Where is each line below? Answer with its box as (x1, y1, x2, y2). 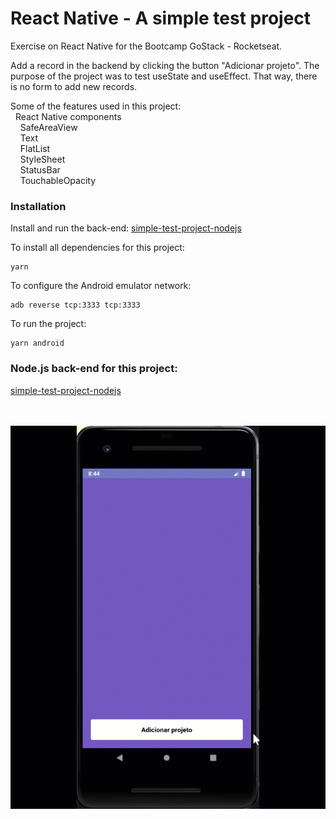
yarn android (10, 338, 65, 349)
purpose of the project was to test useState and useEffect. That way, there (10, 70, 318, 82)
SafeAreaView (19, 121, 78, 133)
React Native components (14, 110, 122, 122)
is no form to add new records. (10, 80, 138, 92)
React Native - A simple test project (10, 7, 312, 30)
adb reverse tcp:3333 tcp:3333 (10, 300, 141, 311)
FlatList (19, 142, 51, 154)
